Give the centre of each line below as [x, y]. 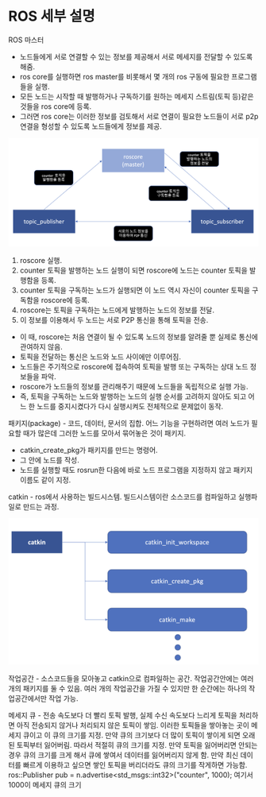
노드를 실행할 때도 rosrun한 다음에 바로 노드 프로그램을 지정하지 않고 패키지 [136, 470]
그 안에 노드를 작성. [49, 460]
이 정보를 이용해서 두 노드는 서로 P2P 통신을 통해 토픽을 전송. [114, 319]
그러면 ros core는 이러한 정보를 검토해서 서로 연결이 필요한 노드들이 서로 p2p [139, 116]
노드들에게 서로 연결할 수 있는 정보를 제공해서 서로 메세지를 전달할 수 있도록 [136, 56]
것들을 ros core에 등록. [56, 106]
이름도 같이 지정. [45, 480]
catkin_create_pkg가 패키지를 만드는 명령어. [89, 450]
